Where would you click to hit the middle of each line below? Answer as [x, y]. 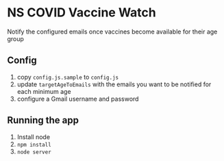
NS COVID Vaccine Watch [82, 13]
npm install [34, 145]
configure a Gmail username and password [78, 99]
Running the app [43, 120]
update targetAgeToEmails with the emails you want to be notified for [114, 84]
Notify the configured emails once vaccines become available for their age [112, 32]
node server [34, 152]
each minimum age [44, 91]
